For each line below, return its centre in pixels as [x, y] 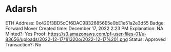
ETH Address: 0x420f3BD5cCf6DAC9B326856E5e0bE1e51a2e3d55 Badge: [85, 23]
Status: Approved [147, 39]
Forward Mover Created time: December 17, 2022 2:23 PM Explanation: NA [84, 28]
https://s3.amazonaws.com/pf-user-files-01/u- [97, 34]
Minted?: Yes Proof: [26, 34]
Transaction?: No [23, 44]
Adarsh [21, 9]
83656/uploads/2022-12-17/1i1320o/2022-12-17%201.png [67, 39]
